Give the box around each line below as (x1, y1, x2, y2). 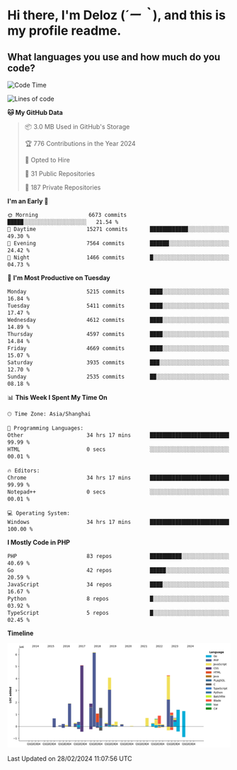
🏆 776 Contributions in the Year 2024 (24, 140, 136, 147)
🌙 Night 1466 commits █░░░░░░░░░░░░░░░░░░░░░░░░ (7, 254, 230, 261)
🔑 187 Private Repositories (24, 183, 101, 191)
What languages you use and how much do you (7, 51, 221, 63)
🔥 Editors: (7, 467, 40, 474)
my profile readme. (7, 23, 122, 39)
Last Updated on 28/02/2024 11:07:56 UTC (7, 754, 132, 763)
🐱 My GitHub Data (7, 108, 64, 116)
